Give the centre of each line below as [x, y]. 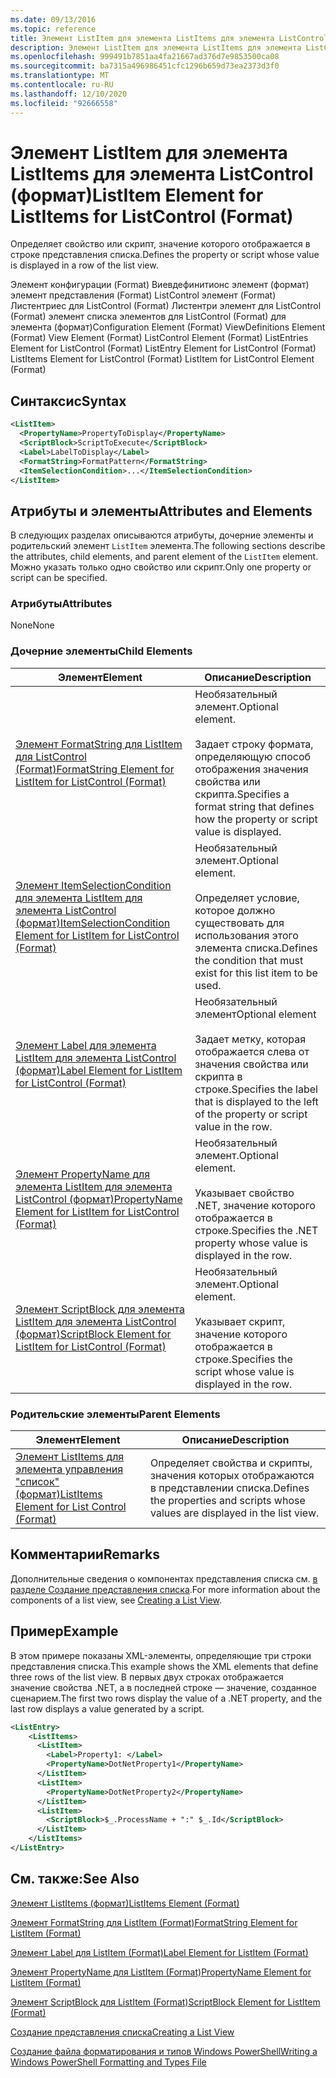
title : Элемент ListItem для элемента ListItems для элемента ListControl [169, 38]
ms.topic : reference [53, 29]
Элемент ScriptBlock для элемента [100, 1309]
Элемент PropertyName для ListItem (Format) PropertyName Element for [161, 1972]
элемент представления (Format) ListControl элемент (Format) [143, 295]
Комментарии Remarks [85, 1554]
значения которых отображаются [232, 1476]
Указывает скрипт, [240, 1321]
